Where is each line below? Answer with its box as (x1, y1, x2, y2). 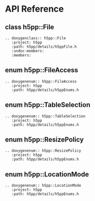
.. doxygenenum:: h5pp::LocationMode (5, 183, 81, 188)
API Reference (5, 3, 64, 15)
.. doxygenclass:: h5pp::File (5, 36, 66, 40)
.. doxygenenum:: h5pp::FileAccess (5, 79, 77, 84)
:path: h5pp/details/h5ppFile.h (11, 44, 77, 49)
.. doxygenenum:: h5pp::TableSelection (5, 114, 86, 119)
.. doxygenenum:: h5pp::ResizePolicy (5, 148, 81, 153)
